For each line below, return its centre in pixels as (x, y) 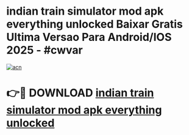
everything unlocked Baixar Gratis (94, 24)
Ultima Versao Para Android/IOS (89, 37)
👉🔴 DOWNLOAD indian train (80, 93)
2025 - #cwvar (45, 50)
